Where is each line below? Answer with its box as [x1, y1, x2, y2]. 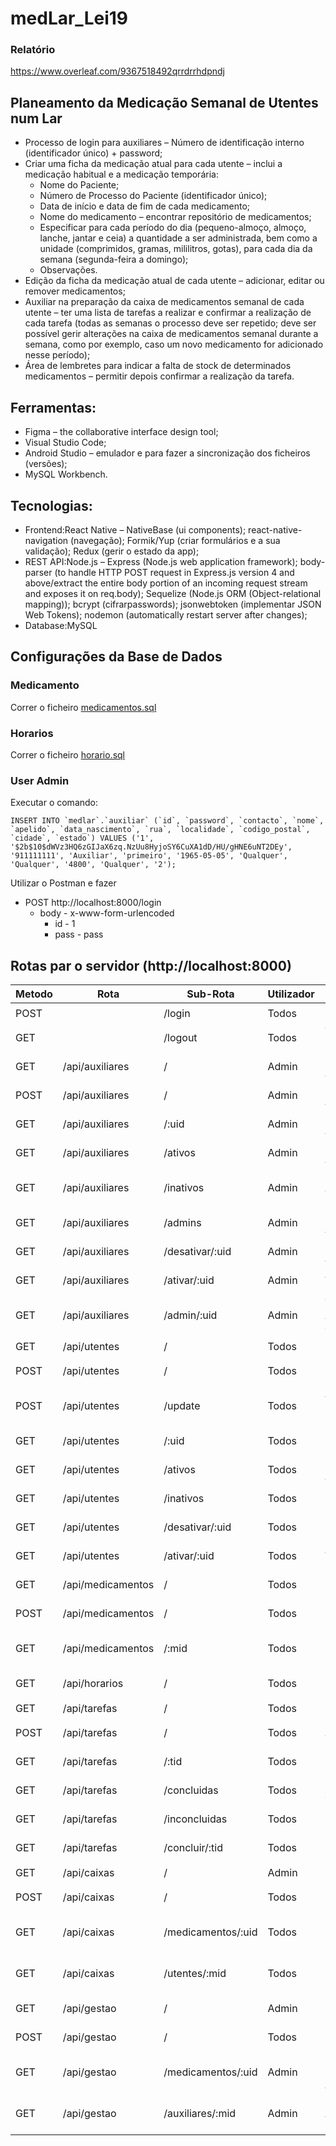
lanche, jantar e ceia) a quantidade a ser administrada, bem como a [39, 232, 318, 244]
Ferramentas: [10, 399, 97, 416]
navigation [24, 534, 69, 546]
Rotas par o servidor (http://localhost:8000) [10, 957, 292, 974]
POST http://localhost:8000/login [24, 897, 162, 909]
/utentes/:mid [163, 1967, 227, 1981]
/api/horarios [62, 1677, 124, 1691]
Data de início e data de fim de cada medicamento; [39, 200, 251, 212]
